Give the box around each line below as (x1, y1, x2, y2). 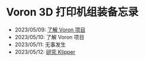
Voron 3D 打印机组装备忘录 (6, 5, 139, 19)
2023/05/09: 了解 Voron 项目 (14, 26, 86, 33)
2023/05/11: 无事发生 (14, 41, 66, 48)
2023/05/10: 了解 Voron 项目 (14, 33, 85, 40)
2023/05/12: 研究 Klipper (14, 48, 76, 55)
